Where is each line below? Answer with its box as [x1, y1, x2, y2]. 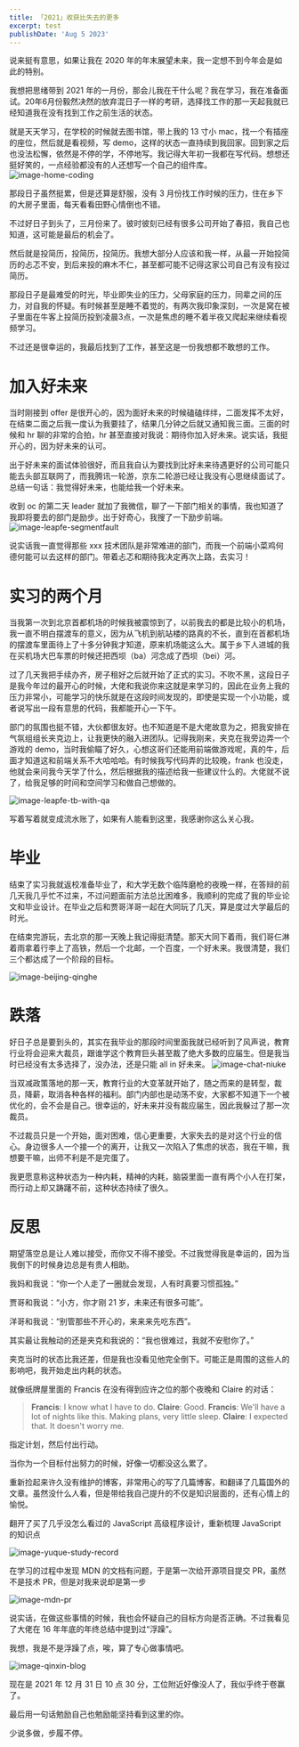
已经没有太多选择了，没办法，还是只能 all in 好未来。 [16, 1059, 211, 1069]
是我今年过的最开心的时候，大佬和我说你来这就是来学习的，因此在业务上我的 [9, 680, 290, 691]
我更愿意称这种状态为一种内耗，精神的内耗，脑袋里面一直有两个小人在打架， [9, 1172, 290, 1182]
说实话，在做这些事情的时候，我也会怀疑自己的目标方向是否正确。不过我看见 [9, 1613, 290, 1623]
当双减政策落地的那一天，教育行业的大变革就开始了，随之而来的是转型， [9, 1078, 274, 1089]
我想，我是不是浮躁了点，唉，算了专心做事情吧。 [9, 1643, 189, 1654]
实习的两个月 [9, 586, 104, 606]
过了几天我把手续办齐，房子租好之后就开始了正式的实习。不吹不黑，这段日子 [9, 670, 290, 680]
